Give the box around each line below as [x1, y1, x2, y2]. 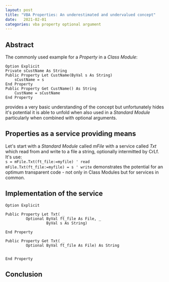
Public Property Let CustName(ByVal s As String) [5, 73, 113, 78]
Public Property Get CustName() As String [5, 86, 97, 92]
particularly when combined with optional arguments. [5, 115, 117, 121]
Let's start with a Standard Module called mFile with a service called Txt [5, 143, 157, 149]
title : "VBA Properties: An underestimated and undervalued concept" [5, 12, 156, 17]
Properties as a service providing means [5, 129, 136, 138]
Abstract [5, 40, 34, 49]
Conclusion [5, 270, 43, 279]
